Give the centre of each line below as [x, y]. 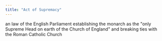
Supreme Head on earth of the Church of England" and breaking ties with [81, 29]
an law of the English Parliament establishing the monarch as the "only [78, 24]
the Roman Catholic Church [34, 34]
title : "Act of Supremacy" [33, 10]
